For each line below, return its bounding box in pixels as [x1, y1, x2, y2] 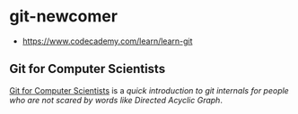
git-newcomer [9, 6, 118, 27]
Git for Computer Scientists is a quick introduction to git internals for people [9, 85, 289, 95]
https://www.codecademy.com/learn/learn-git [22, 36, 193, 46]
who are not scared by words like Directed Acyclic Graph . [9, 94, 223, 105]
